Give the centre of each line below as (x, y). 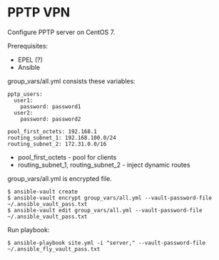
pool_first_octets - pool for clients (67, 157)
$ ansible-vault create (43, 192)
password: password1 (51, 106)
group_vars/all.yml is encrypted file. (60, 178)
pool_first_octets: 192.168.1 (52, 131)
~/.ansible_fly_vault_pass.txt (54, 249)
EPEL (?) (30, 59)
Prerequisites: (28, 46)
